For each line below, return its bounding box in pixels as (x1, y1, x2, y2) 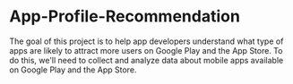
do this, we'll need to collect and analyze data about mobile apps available (9, 55, 284, 65)
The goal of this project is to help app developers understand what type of (9, 36, 284, 46)
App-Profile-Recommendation (9, 6, 240, 27)
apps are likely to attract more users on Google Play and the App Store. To (9, 45, 283, 55)
